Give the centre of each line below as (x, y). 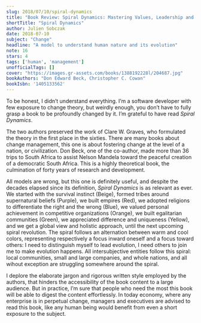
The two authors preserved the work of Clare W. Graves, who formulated (96, 132)
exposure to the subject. (36, 314)
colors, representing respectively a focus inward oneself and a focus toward (100, 239)
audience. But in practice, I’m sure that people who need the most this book (99, 288)
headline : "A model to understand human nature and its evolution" (92, 45)
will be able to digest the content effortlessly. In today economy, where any (99, 295)
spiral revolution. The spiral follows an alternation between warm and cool (97, 232)
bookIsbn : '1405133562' (36, 84)
